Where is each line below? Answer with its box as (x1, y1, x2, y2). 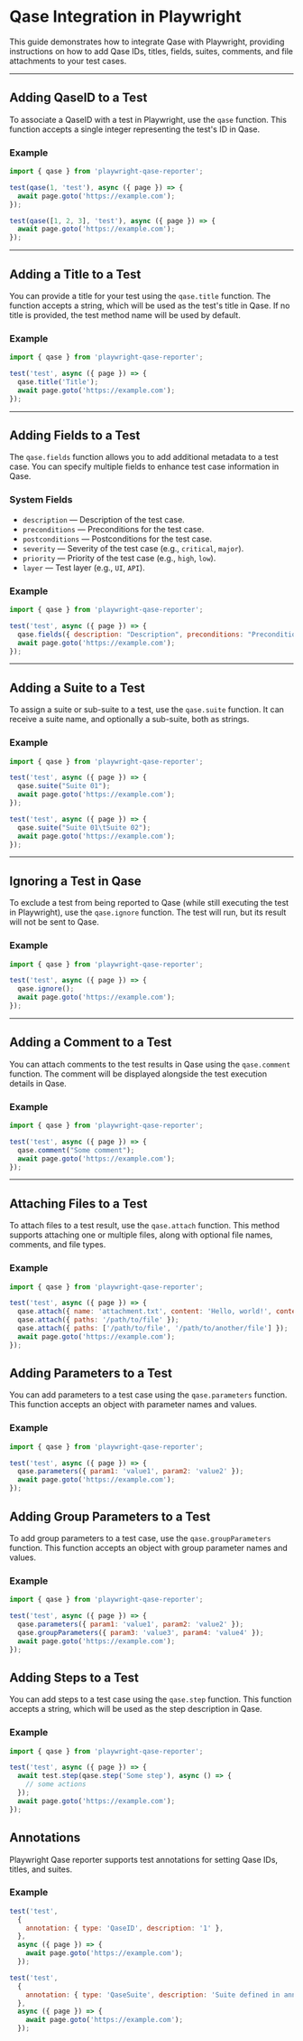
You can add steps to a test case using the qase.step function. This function (9, 1694, 292, 1705)
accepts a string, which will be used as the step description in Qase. (9, 1704, 263, 1715)
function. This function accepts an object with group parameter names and (9, 1542, 289, 1553)
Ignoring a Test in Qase (9, 873, 142, 889)
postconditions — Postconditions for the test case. (22, 533, 213, 544)
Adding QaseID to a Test (9, 90, 148, 106)
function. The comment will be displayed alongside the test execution (9, 1068, 268, 1079)
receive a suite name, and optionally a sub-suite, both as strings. (9, 714, 250, 725)
